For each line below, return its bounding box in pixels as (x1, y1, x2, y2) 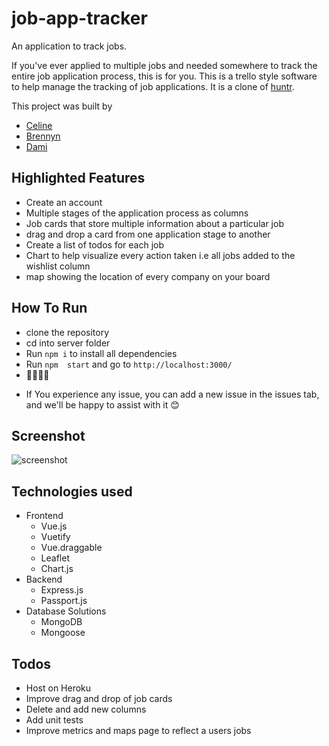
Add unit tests (25, 714, 84, 726)
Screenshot (11, 427, 86, 444)
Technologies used (11, 483, 133, 500)
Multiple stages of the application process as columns (25, 207, 249, 219)
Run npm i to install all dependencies (25, 347, 178, 359)
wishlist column (25, 260, 91, 272)
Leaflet (40, 552, 70, 564)
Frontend (25, 510, 64, 522)
